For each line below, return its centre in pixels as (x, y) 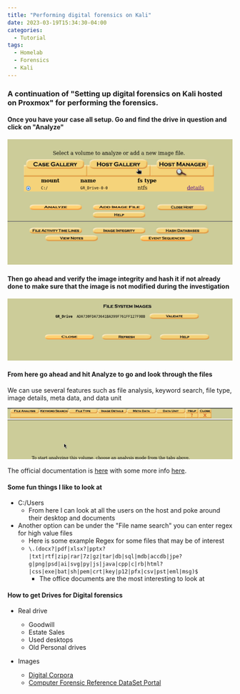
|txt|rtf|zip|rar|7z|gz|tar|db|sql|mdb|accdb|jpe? (105, 557)
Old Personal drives (57, 648)
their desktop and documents (72, 518)
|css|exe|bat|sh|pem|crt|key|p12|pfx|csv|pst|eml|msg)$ (113, 572)
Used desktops (51, 640)
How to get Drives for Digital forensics (65, 595)
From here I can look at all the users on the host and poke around (124, 511)
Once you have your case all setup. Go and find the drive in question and (117, 120)
